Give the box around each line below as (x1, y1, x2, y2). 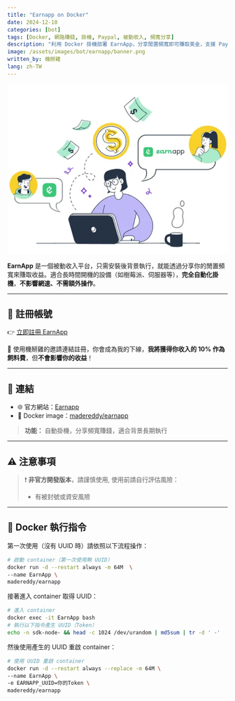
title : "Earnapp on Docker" (7, 11, 90, 18)
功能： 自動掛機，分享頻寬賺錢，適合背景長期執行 (24, 426, 168, 435)
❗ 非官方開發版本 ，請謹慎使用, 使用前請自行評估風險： (24, 475, 180, 484)
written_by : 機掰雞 (7, 56, 61, 63)
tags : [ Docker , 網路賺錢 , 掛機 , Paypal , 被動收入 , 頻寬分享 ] (7, 34, 175, 41)
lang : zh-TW (7, 63, 42, 70)
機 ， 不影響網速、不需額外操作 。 (7, 279, 99, 287)
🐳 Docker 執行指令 (7, 522, 87, 533)
